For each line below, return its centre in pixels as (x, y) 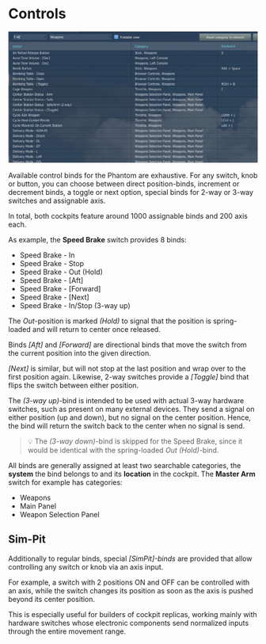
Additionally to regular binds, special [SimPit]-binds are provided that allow (130, 558)
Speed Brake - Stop (52, 263)
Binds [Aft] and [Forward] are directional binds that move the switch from (127, 345)
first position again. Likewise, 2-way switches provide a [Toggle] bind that (129, 376)
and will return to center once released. (97, 329)
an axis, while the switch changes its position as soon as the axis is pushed (131, 590)
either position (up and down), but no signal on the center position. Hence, (130, 417)
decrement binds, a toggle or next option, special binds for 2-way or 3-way (131, 192)
